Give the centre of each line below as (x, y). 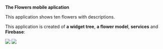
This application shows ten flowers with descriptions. (60, 17)
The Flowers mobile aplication (37, 7)
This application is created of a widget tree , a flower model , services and (82, 26)
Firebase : (15, 32)
